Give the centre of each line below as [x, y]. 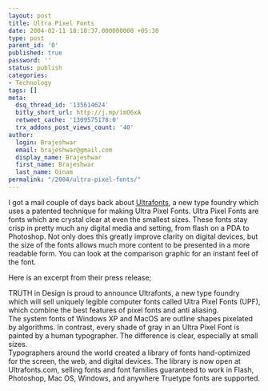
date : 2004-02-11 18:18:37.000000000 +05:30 [84, 30]
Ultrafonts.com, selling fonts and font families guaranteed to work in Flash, [131, 369]
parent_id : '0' [34, 46]
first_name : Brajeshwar [55, 165]
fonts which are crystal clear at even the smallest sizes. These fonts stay [128, 219]
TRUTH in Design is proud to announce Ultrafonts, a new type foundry [124, 292]
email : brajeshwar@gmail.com [64, 150]
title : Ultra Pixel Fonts [51, 23]
